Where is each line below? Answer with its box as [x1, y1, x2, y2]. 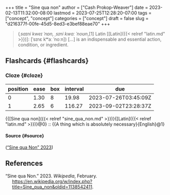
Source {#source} [5, 133, 45, 139]
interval [65, 85, 84, 92]
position [8, 85, 29, 92]
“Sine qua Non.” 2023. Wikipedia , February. [5, 172, 97, 179]
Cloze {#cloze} [5, 72, 44, 79]
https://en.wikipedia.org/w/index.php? [12, 178, 93, 184]
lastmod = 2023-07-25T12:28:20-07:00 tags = [53, 10, 152, 16]
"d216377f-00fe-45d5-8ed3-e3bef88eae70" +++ [5, 21, 111, 27]
